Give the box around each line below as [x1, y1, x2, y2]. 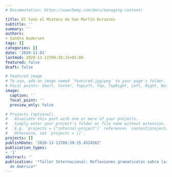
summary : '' [5, 26, 31, 31]
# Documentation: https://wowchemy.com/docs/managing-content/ [5, 7, 143, 13]
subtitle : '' [5, 22, 33, 27]
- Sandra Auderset [5, 36, 45, 41]
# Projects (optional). [5, 111, 56, 117]
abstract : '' [5, 154, 33, 160]
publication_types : [5, 145, 47, 150]
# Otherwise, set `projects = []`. [5, 131, 86, 136]
